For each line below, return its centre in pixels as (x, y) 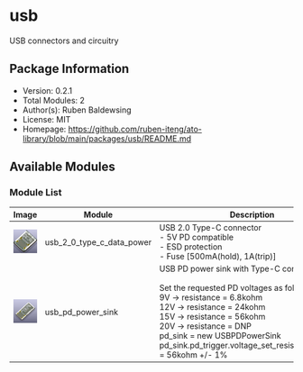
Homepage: (44, 129)
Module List (36, 193)
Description (252, 214)
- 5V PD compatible (197, 237)
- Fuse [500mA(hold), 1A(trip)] (218, 257)
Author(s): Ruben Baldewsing (77, 110)
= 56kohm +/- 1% (193, 355)
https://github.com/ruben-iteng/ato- (135, 129)
